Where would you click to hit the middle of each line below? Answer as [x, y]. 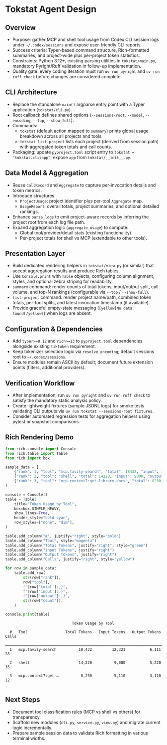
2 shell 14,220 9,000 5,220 [85, 662]
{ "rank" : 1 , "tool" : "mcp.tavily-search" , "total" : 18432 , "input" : [86, 472]
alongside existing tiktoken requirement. [54, 346]
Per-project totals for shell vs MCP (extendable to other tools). [83, 238]
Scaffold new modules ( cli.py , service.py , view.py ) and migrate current [86, 722]
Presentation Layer [35, 254]
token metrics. [27, 190]
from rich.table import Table [37, 453]
